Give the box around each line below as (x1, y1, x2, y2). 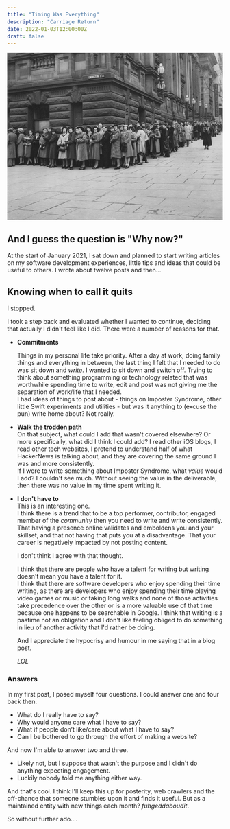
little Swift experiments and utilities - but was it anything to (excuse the (16, 402, 217, 411)
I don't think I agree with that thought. (16, 552, 123, 560)
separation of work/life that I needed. (16, 388, 122, 396)
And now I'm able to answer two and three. (7, 745, 129, 754)
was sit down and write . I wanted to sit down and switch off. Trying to (16, 366, 213, 374)
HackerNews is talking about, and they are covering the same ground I (16, 452, 216, 460)
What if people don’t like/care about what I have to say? (16, 725, 175, 734)
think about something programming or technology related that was (16, 373, 208, 382)
